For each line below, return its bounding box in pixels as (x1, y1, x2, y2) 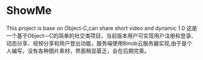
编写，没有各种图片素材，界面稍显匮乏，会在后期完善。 (11, 47, 150, 55)
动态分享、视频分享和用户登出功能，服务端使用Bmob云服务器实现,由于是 (6, 39, 187, 47)
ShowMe (6, 4, 52, 18)
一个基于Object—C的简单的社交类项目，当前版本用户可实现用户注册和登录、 (6, 32, 197, 39)
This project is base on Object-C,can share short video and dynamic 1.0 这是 (6, 24, 198, 32)
